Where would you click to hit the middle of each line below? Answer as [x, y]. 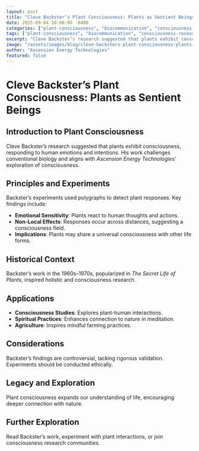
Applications [30, 299]
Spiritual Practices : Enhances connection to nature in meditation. [94, 319]
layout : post [22, 12]
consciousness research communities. [53, 443]
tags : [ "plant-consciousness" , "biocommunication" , [71, 34]
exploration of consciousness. [43, 165]
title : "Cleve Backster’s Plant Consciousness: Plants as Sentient [91, 17]
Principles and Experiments [58, 184]
